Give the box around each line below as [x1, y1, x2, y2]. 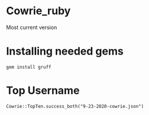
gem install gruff [6, 64, 51, 70]
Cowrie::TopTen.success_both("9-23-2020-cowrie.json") [6, 103, 144, 109]
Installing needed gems [6, 44, 124, 58]
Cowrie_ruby [6, 4, 71, 18]
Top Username [6, 84, 80, 97]
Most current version [6, 24, 57, 31]
